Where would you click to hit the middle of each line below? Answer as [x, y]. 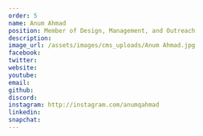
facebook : [25, 53]
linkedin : [25, 113]
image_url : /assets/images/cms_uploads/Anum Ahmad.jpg [102, 46]
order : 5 [23, 16]
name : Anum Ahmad [37, 23]
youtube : [23, 75]
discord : [23, 98]
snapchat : [25, 120]
